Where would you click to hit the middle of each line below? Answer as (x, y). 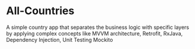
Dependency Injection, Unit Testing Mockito (60, 40)
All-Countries (40, 11)
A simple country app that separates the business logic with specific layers (98, 27)
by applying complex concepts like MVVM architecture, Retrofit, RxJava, (95, 33)
